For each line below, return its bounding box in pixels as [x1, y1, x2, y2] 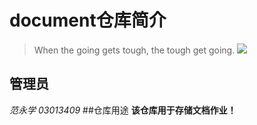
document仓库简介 [9, 9, 167, 32]
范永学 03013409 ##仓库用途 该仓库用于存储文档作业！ [9, 104, 237, 116]
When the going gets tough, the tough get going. [33, 44, 236, 56]
